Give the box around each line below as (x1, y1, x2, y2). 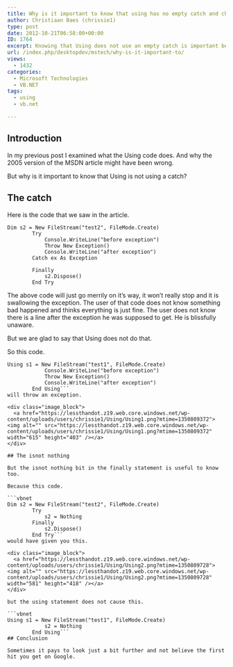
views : (7, 56, 26, 63)
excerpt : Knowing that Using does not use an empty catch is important (7, 42, 218, 49)
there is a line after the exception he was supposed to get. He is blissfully (7, 313, 216, 321)
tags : (7, 88, 23, 95)
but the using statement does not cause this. (7, 598, 144, 605)
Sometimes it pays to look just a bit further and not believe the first (7, 647, 225, 654)
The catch (7, 192, 52, 204)
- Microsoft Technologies (13, 74, 89, 82)
